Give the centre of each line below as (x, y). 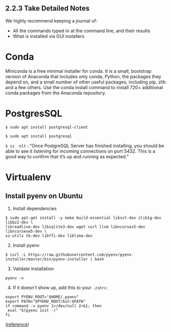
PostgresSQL (34, 113)
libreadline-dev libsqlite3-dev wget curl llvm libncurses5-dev (75, 227)
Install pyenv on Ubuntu (44, 196)
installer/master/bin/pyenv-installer (47, 259)
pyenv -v (15, 278)
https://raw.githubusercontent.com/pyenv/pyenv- (81, 255)
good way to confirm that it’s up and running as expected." (67, 156)
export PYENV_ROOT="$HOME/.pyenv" (42, 297)
